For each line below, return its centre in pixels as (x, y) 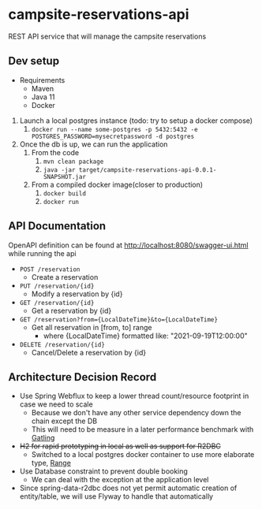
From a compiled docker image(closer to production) (117, 184)
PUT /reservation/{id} (57, 286)
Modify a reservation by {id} (77, 294)
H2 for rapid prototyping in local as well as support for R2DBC (120, 446)
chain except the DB (64, 421)
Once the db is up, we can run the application (94, 144)
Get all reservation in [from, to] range (92, 327)
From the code (55, 152)
